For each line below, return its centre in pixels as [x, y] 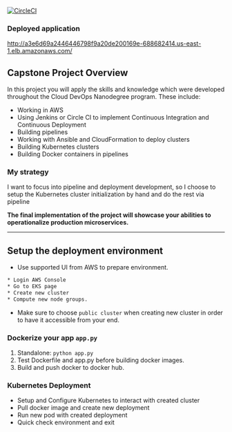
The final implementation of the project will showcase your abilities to [109, 215]
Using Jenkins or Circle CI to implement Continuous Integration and [113, 118]
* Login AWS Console [37, 280]
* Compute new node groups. [48, 299]
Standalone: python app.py [55, 353]
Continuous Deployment [51, 125]
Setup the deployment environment [85, 251]
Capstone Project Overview [68, 73]
